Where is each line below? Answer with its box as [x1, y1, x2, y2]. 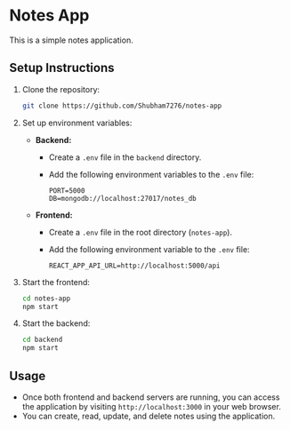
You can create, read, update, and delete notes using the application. [21, 410, 276, 421]
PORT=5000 [48, 186, 85, 195]
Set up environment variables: [21, 117, 133, 128]
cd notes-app [21, 294, 71, 303]
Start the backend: [21, 318, 91, 329]
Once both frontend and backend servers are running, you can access [21, 392, 280, 402]
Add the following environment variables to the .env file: [48, 169, 254, 179]
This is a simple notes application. [9, 35, 133, 45]
